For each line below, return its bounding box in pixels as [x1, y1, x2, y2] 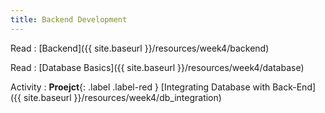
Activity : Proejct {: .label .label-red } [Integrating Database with [10, 81, 271, 93]
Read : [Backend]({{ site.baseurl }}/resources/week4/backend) [10, 42, 270, 54]
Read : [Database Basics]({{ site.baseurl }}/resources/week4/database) [10, 61, 305, 73]
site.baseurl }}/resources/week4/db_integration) [23, 91, 222, 103]
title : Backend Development [10, 14, 128, 25]
